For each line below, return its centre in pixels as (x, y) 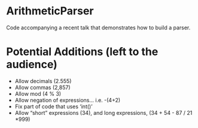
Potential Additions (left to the (82, 52)
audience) (32, 65)
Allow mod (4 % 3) (38, 93)
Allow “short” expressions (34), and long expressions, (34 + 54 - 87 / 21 (103, 112)
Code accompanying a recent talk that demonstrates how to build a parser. (98, 28)
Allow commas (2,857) (42, 87)
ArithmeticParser (50, 11)
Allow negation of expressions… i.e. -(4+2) (68, 100)
